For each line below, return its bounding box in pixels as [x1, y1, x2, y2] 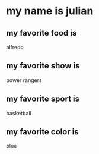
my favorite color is [6, 127, 79, 137]
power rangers [6, 76, 43, 84]
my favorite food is [6, 28, 77, 38]
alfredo [6, 43, 24, 51]
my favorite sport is [6, 94, 80, 104]
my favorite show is [6, 61, 80, 71]
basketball [6, 109, 31, 117]
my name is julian [6, 4, 94, 18]
